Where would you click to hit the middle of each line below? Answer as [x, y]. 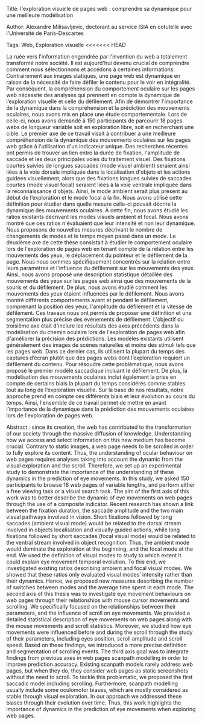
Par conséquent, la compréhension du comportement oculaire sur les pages [101, 89]
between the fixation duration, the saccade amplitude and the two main [95, 510]
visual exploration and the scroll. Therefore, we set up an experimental [94, 466]
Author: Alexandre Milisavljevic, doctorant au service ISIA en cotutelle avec [99, 27]
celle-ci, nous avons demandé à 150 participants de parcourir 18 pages [94, 121]
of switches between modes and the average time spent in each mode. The [100, 587]
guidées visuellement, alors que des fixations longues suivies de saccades [99, 178]
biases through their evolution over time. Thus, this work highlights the [94, 703]
